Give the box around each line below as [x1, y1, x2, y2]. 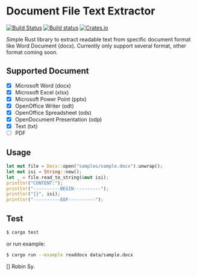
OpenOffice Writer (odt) [14, 102, 74, 109]
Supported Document [6, 66, 89, 76]
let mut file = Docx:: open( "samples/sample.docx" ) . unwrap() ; [6, 164, 163, 170]
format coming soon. [6, 48, 58, 55]
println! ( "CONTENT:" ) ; [6, 180, 63, 186]
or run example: [6, 240, 46, 247]
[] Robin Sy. [6, 263, 35, 270]
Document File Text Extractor [6, 4, 155, 18]
